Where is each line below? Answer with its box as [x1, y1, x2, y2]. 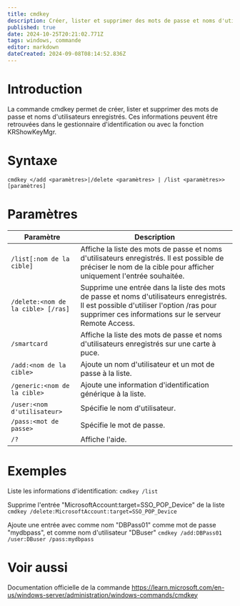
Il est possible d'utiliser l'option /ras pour [80, 300, 217, 310]
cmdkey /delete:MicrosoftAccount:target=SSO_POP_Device [7, 508, 177, 515]
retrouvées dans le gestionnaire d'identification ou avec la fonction [7, 119, 204, 129]
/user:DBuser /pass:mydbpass [7, 535, 94, 543]
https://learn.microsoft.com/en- [131, 583, 225, 592]
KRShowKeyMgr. [7, 127, 57, 136]
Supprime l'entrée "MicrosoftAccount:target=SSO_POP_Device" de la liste [7, 500, 225, 509]
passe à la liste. [80, 368, 132, 378]
